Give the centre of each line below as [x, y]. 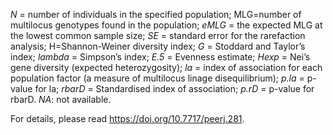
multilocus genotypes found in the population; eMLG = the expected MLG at [166, 25]
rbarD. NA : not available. [61, 99]
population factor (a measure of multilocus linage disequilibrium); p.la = [157, 78]
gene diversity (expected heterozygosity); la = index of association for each [166, 67]
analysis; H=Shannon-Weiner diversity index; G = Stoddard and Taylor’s [158, 46]
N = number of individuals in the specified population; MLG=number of [156, 14]
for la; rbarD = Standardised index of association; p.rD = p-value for [174, 88]
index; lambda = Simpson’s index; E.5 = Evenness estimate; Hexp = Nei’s [160, 57]
